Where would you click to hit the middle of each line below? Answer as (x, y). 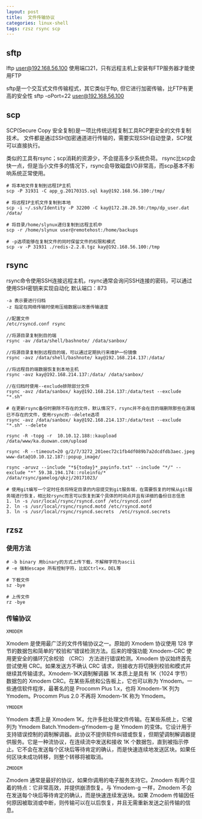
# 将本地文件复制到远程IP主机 (38, 186)
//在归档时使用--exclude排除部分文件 (48, 386)
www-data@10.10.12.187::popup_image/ (54, 457)
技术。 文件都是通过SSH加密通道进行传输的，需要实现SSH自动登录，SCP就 (99, 138)
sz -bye (16, 586)
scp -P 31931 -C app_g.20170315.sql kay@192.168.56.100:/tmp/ (86, 191)
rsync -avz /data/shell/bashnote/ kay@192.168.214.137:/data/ (86, 358)
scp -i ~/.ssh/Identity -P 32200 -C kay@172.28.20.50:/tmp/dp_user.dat (98, 208)
